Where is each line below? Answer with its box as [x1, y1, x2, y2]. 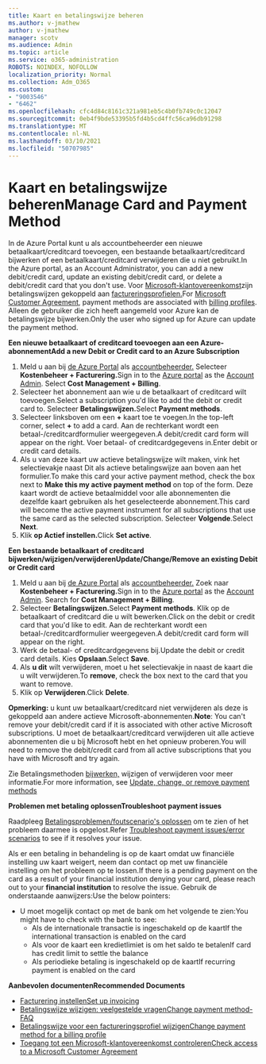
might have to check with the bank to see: [19, 915, 157, 924]
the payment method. [8, 323, 79, 332]
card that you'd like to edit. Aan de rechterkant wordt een [19, 620, 207, 630]
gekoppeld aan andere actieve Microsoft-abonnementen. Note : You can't [8, 712, 246, 721]
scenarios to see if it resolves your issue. [8, 834, 142, 843]
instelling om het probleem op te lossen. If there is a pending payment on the [8, 866, 258, 875]
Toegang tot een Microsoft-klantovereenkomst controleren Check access [19, 1039, 258, 1048]
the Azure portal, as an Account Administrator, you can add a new [8, 263, 224, 274]
